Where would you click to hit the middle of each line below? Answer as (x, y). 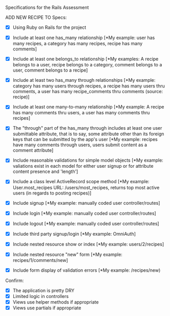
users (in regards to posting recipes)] (52, 193)
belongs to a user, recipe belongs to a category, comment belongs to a (87, 65)
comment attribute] (33, 150)
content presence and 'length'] (45, 171)
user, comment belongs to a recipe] (50, 70)
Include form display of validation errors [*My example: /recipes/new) (87, 270)
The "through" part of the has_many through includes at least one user (87, 128)
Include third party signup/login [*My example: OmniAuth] (74, 234)
